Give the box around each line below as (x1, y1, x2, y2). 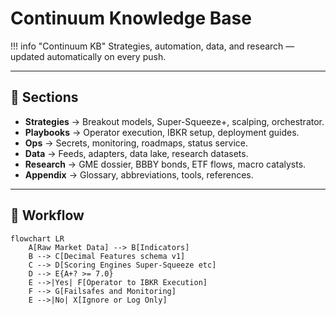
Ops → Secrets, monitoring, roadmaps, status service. (24, 137, 249, 149)
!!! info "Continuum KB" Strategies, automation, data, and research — (10, 40, 295, 52)
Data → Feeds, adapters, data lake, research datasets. (24, 147, 249, 159)
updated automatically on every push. (10, 50, 167, 62)
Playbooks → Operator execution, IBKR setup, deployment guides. (24, 126, 300, 138)
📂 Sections (10, 89, 79, 106)
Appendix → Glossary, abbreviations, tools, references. (24, 168, 254, 181)
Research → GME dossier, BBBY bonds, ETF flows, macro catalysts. (24, 158, 307, 170)
